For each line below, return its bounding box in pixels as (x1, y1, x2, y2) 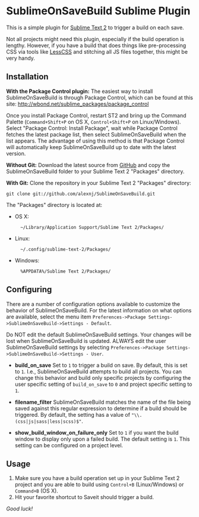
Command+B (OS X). (14, 487, 58, 494)
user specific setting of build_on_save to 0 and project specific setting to (14, 380, 192, 388)
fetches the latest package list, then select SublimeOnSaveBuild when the (6, 131, 187, 138)
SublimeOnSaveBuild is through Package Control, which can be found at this (6, 94, 193, 101)
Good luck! (6, 505, 33, 512)
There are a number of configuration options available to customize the (6, 300, 181, 308)
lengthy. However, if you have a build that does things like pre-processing (6, 42, 187, 49)
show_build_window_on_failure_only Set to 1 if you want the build (14, 429, 179, 436)
